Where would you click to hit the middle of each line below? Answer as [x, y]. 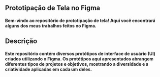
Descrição [21, 41]
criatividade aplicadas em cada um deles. [48, 69]
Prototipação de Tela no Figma [53, 8]
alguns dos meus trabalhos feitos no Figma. [51, 26]
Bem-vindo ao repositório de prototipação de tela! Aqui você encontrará [80, 20]
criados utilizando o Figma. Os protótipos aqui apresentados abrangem [79, 59]
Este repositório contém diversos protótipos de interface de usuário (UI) [80, 53]
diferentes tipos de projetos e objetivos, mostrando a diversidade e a [77, 64]
